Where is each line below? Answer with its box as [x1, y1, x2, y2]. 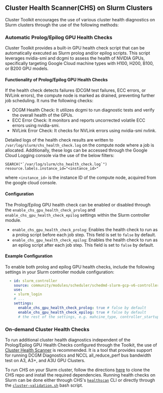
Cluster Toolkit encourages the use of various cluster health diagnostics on [5, 16, 155, 22]
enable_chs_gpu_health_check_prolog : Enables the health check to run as [12, 226, 158, 232]
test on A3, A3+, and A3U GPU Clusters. [5, 357, 86, 363]
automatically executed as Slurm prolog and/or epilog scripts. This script [5, 50, 150, 56]
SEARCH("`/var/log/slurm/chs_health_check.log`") [5, 162, 108, 167]
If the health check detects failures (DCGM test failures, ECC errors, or [5, 87, 146, 94]
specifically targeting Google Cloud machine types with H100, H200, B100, [5, 61, 154, 66]
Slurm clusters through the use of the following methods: [5, 22, 119, 28]
